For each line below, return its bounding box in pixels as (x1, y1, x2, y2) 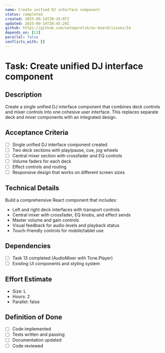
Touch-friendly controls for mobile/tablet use (12, 227, 104, 233)
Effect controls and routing (12, 164, 66, 170)
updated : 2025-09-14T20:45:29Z (5, 21, 69, 26)
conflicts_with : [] (5, 39, 45, 44)
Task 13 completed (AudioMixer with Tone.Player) (12, 255, 113, 261)
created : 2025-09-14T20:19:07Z (5, 16, 69, 21)
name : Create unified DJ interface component (5, 7, 100, 12)
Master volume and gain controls (12, 217, 79, 223)
